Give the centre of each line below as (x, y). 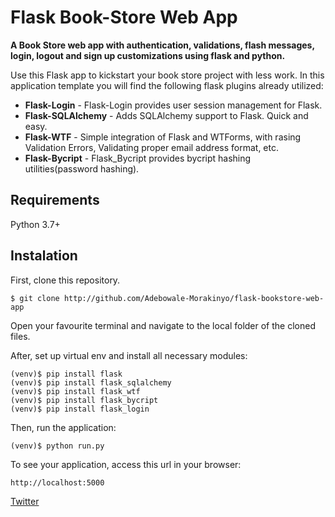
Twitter (25, 501)
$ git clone (35, 298)
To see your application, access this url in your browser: (126, 464)
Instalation (44, 256)
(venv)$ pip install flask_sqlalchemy (91, 382)
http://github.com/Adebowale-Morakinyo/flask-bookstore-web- (194, 298)
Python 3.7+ (35, 224)
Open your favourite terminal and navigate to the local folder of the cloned (163, 325)
